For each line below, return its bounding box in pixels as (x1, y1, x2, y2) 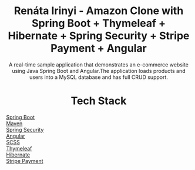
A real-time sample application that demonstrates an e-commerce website (8, 61, 189, 68)
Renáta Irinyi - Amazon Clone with (14, 4, 184, 18)
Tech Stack (70, 94, 127, 108)
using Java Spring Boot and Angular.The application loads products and (11, 67, 186, 74)
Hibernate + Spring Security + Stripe (8, 29, 190, 42)
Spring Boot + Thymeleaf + (31, 16, 166, 30)
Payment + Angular (51, 42, 147, 55)
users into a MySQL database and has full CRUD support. (29, 74, 169, 81)
